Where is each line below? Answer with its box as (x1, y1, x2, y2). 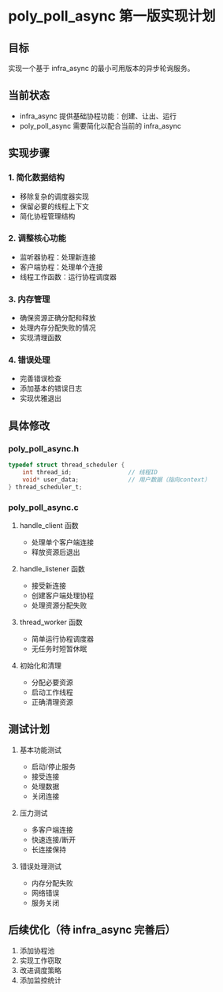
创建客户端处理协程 (31, 590, 95, 600)
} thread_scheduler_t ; (8, 483, 83, 491)
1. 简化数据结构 (8, 172, 65, 183)
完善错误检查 (19, 374, 61, 384)
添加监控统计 (19, 975, 61, 985)
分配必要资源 (31, 677, 73, 687)
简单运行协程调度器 (31, 634, 95, 643)
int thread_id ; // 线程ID (22, 468, 158, 476)
